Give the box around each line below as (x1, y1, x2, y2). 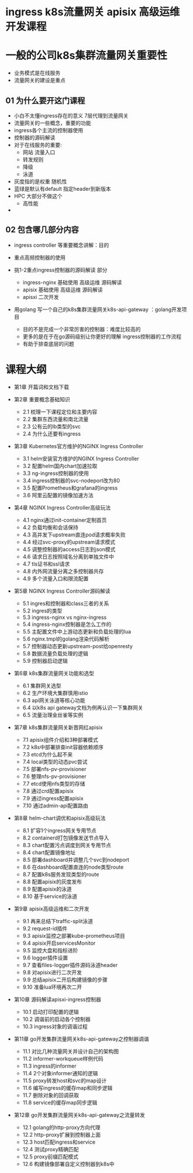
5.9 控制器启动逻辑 (22, 657, 68, 664)
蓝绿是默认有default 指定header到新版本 (13, 185, 112, 192)
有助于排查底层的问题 (22, 340, 74, 347)
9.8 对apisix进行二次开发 (22, 969, 82, 976)
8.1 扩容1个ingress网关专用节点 (22, 827, 97, 834)
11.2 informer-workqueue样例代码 (22, 1055, 104, 1062)
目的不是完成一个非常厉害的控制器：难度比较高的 (22, 325, 141, 332)
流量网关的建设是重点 (13, 77, 66, 84)
